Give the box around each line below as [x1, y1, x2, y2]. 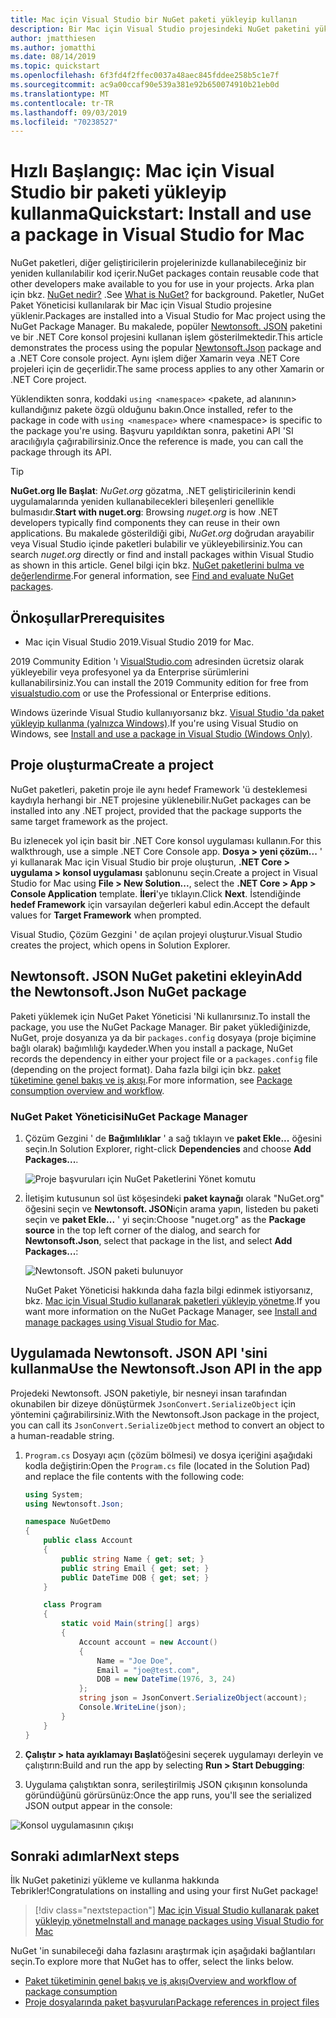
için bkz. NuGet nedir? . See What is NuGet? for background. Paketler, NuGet [10, 289, 325, 301]
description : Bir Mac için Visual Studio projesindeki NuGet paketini [10, 24, 311, 34]
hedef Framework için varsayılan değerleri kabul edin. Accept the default [10, 898, 310, 910]
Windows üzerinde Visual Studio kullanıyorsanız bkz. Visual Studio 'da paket [10, 707, 325, 718]
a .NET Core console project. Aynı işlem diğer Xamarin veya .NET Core [10, 352, 300, 365]
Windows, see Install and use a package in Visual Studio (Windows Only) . [10, 728, 313, 740]
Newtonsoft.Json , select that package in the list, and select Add [24, 1234, 293, 1246]
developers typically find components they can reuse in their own [10, 517, 280, 529]
